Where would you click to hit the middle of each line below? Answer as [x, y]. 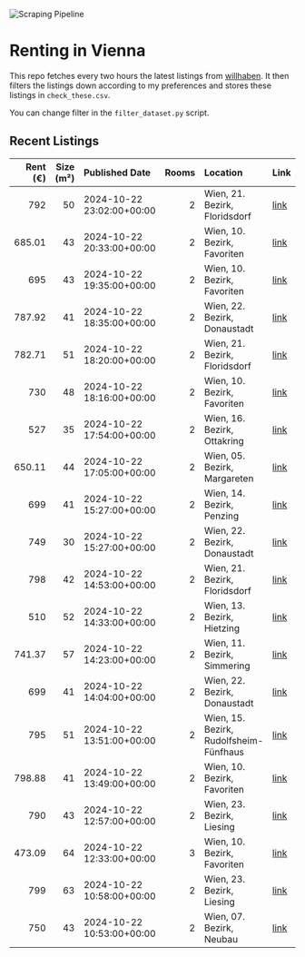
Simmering [227, 666]
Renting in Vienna [78, 51]
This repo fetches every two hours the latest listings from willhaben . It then [149, 75]
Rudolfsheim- [234, 740]
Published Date [117, 173]
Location [223, 173]
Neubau [221, 939]
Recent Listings [54, 141]
